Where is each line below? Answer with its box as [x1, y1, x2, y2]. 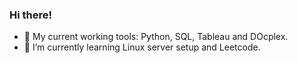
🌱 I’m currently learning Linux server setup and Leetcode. [23, 41, 261, 53]
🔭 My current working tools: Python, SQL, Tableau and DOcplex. [23, 31, 289, 43]
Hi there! [9, 8, 53, 22]
